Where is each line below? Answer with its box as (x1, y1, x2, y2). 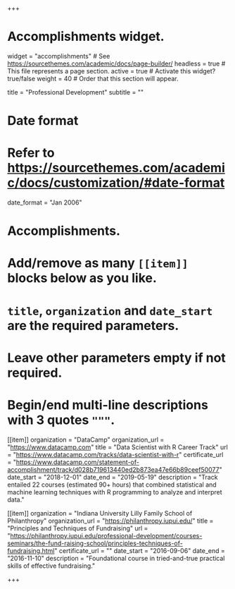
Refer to (7, 145, 55, 161)
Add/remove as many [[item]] (7, 255, 189, 272)
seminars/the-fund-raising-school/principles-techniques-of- (7, 539, 183, 547)
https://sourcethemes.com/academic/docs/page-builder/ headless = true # (7, 59, 226, 68)
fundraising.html (7, 546, 55, 554)
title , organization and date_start (7, 303, 213, 318)
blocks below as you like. (7, 270, 157, 286)
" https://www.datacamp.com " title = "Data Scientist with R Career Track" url (7, 442, 229, 451)
